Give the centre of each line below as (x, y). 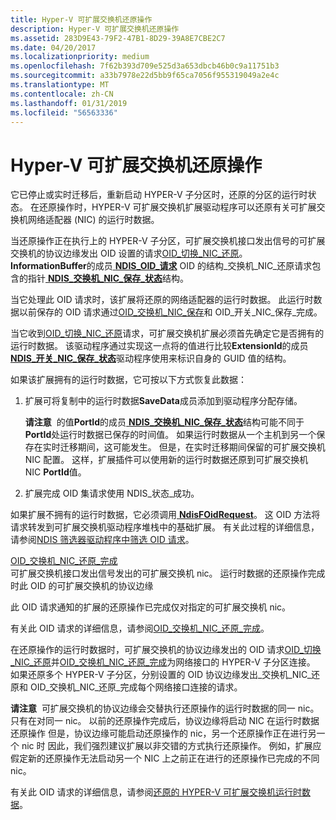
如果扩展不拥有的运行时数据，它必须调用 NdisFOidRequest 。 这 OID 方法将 (165, 515)
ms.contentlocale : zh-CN (62, 94)
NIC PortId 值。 (55, 472)
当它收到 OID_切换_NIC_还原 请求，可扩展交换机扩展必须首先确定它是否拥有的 (167, 333)
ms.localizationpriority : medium (80, 57)
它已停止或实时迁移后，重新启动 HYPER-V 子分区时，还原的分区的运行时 (159, 195)
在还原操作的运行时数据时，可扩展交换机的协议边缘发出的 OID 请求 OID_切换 (166, 650)
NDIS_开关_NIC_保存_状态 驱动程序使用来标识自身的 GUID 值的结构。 (151, 358)
